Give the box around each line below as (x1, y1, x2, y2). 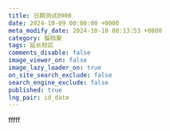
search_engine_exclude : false (8, 78, 109, 86)
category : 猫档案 (8, 34, 62, 42)
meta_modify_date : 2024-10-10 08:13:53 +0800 (8, 26, 162, 34)
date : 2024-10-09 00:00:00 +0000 (8, 19, 120, 27)
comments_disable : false (8, 49, 91, 57)
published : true (8, 85, 62, 94)
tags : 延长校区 (8, 42, 54, 50)
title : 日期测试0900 (8, 11, 72, 20)
